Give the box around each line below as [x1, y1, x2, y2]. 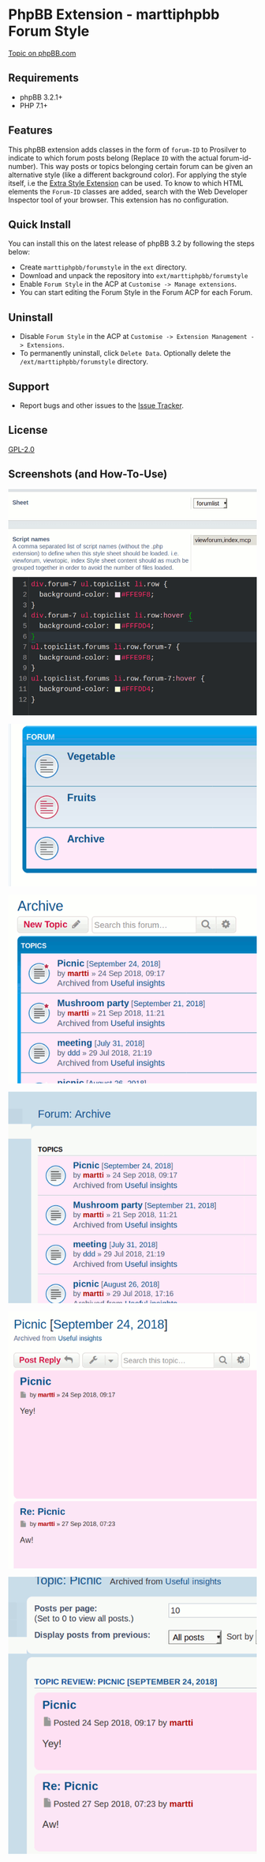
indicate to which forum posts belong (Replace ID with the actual [8, 153, 218, 163]
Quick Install [8, 217, 71, 231]
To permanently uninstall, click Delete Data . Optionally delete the [19, 349, 231, 358]
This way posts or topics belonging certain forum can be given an [39, 161, 253, 171]
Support [8, 379, 50, 393]
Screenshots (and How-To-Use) [8, 468, 168, 481]
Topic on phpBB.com [8, 48, 77, 58]
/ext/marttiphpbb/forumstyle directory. [19, 357, 148, 367]
